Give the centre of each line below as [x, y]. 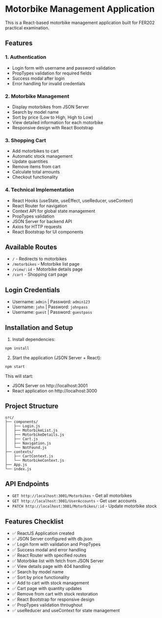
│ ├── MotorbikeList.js [31, 430]
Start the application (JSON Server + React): [57, 358]
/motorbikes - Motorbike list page [46, 264]
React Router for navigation [40, 206]
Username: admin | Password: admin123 [51, 302]
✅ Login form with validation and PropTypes [56, 544]
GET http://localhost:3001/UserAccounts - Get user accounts [74, 501]
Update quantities [30, 161]
